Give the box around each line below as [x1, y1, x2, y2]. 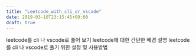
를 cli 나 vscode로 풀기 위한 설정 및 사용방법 [6, 44, 108, 51]
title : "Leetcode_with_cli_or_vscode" [6, 8, 102, 15]
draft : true [6, 19, 35, 25]
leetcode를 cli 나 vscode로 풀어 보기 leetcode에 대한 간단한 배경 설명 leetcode [6, 37, 190, 44]
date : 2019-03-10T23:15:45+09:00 [6, 14, 89, 20]
